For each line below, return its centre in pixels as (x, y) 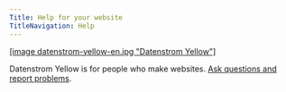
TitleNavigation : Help (52, 26)
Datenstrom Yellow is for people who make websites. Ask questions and (143, 69)
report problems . (41, 78)
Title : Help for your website (66, 17)
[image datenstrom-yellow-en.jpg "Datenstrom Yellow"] (113, 51)
